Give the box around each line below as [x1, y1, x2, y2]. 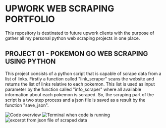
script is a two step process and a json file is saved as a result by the [5, 97, 146, 103]
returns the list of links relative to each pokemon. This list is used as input [5, 81, 155, 87]
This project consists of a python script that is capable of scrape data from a [5, 70, 162, 76]
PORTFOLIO [5, 13, 55, 25]
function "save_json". [5, 102, 49, 108]
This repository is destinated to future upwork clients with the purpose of [5, 30, 155, 36]
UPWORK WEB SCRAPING [5, 3, 114, 14]
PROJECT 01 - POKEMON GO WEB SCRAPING [5, 50, 148, 58]
